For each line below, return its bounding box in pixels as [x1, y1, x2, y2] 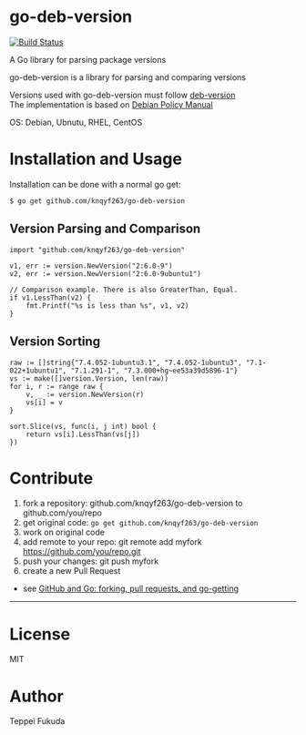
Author [9, 686, 64, 707]
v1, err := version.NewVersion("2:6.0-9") [9, 261, 173, 271]
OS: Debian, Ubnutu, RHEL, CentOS [9, 117, 143, 128]
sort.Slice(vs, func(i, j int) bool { [9, 422, 157, 431]
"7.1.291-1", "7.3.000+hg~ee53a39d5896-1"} [70, 366, 239, 375]
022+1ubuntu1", [9, 366, 67, 375]
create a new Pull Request [22, 566, 121, 577]
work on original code [22, 526, 105, 538]
